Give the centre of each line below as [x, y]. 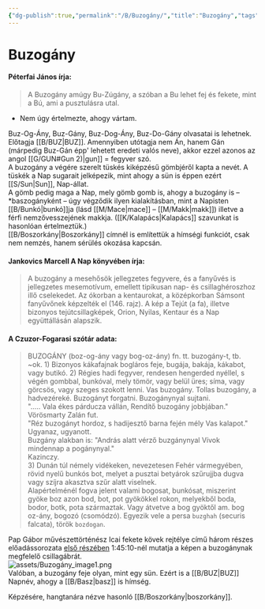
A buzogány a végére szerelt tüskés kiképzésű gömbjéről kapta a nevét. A [128, 168]
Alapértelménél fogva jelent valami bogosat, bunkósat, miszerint [132, 490]
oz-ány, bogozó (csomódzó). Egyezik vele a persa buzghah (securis [136, 516]
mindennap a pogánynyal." [71, 448]
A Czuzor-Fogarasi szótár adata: [63, 339]
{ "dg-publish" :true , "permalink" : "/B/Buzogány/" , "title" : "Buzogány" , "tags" [134, 15]
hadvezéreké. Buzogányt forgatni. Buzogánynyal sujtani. [119, 398]
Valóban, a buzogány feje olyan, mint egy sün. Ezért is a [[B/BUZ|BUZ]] [124, 573]
